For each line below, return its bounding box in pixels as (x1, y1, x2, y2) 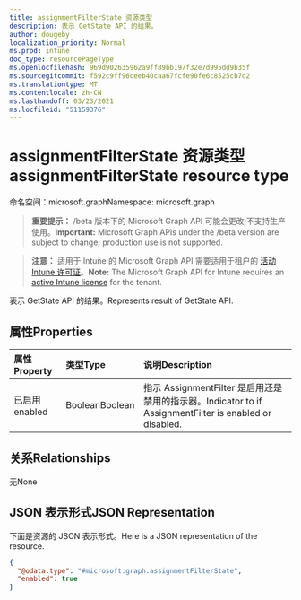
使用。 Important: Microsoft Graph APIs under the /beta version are (30, 227, 279, 238)
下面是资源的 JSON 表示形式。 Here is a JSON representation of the (9, 530, 258, 541)
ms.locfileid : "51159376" (9, 105, 106, 114)
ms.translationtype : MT (9, 80, 99, 89)
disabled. (142, 418, 182, 430)
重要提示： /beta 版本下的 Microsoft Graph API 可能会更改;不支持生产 (30, 216, 287, 227)
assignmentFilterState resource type (9, 166, 289, 187)
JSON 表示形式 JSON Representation (9, 505, 215, 520)
